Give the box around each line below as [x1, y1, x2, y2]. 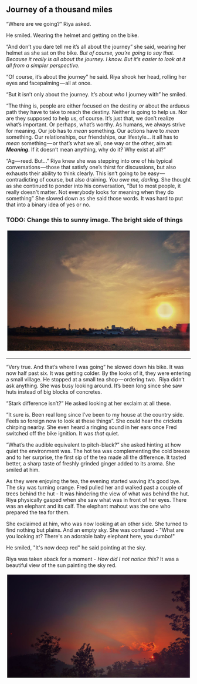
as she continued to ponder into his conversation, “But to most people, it [6, 182, 181, 189]
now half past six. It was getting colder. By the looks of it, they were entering [6, 370, 191, 377]
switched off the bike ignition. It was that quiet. [6, 430, 120, 437]
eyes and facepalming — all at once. [6, 79, 92, 86]
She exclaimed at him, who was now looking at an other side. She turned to [6, 520, 188, 528]
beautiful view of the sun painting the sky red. [6, 562, 117, 569]
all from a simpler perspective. [6, 62, 80, 69]
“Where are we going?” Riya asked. [6, 20, 91, 27]
